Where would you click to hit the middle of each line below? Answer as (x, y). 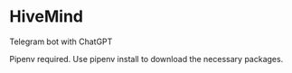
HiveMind (47, 17)
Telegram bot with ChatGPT (61, 41)
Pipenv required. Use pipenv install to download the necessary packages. (146, 59)
